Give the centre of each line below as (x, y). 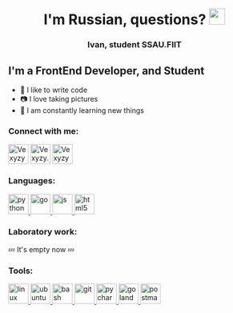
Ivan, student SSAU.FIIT (135, 45)
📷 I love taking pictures (59, 98)
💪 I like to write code (54, 90)
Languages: (32, 181)
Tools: (21, 271)
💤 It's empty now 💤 (41, 249)
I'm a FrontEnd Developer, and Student (106, 71)
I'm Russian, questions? (125, 20)
